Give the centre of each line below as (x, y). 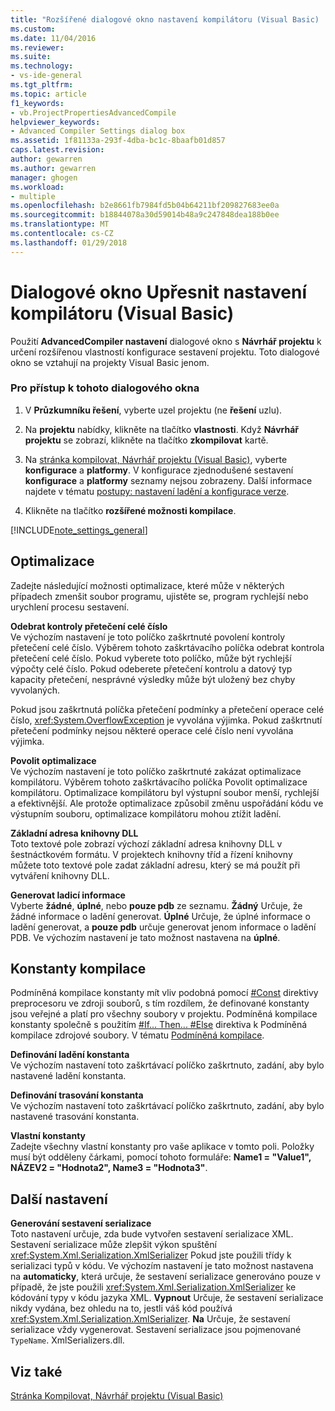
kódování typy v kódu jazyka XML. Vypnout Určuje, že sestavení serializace (167, 1298)
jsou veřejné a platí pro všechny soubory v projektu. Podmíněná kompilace (164, 1014)
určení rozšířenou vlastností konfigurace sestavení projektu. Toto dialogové (165, 352)
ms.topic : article (48, 94)
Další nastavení (59, 1199)
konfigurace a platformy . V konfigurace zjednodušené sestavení (159, 470)
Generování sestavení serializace (81, 1223)
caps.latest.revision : (57, 150)
